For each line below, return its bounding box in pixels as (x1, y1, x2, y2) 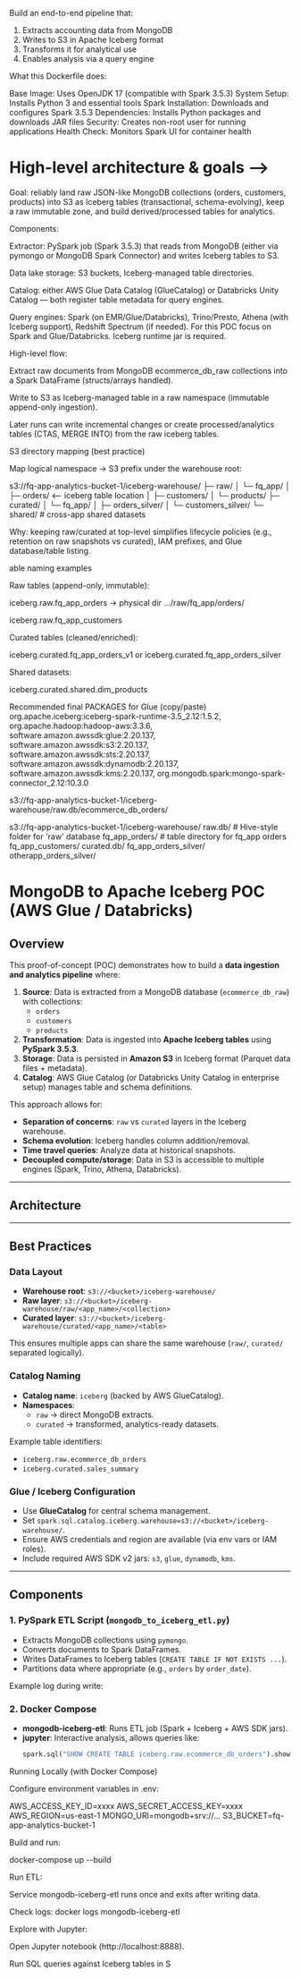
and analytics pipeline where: (9, 969, 121, 980)
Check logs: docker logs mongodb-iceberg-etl (9, 1906, 180, 1917)
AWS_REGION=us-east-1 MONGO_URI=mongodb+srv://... (9, 1810, 221, 1821)
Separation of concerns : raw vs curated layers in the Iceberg (21, 1116, 247, 1126)
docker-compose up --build (9, 1854, 112, 1864)
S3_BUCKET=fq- (222, 1810, 284, 1821)
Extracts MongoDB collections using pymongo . (21, 1634, 189, 1645)
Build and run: (9, 1837, 61, 1847)
